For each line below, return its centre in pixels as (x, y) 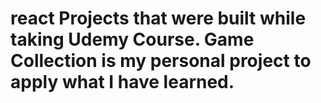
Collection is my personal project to (161, 61)
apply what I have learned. (122, 82)
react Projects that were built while (158, 18)
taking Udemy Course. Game (132, 39)
